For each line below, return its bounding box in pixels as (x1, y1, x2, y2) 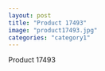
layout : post (8, 11, 52, 20)
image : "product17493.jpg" (8, 26, 98, 34)
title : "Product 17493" (8, 19, 87, 27)
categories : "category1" (8, 33, 91, 42)
